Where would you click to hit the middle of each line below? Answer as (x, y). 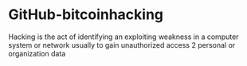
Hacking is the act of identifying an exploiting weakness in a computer (123, 37)
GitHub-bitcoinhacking (86, 15)
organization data (37, 53)
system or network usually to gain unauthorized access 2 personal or (122, 45)
